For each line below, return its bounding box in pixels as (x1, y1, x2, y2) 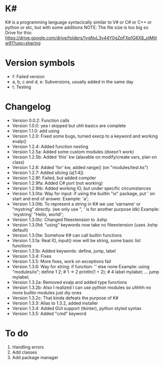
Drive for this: (5, 29, 33, 35)
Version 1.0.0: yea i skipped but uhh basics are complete (12, 122, 126, 128)
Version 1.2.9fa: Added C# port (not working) (12, 180, 103, 186)
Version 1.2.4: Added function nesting (12, 143, 89, 149)
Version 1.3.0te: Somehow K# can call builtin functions (12, 232, 122, 238)
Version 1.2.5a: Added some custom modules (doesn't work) (12, 148, 134, 155)
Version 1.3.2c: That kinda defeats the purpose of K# (12, 295, 119, 301)
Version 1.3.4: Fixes (12, 253, 51, 259)
